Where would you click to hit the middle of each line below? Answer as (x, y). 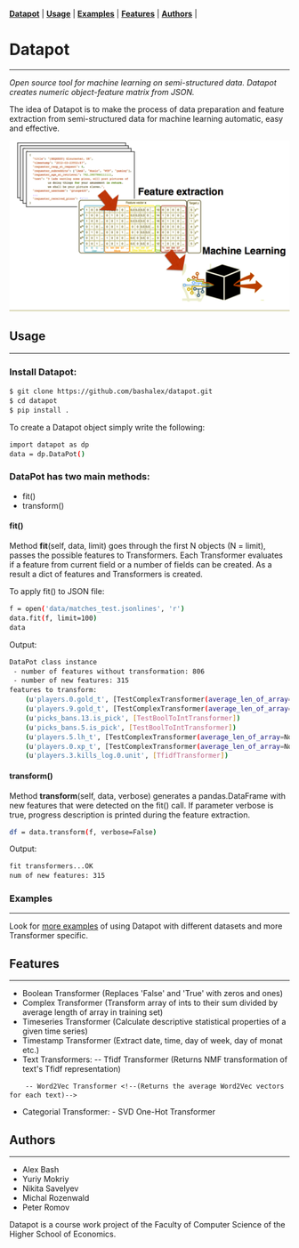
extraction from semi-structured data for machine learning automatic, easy (146, 118)
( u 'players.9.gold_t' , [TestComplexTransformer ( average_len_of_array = (159, 709)
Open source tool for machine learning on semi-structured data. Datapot (143, 82)
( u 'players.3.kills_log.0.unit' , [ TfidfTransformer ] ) (127, 756)
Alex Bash (40, 1170)
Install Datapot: (43, 372)
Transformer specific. (49, 936)
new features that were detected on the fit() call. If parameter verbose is (141, 805)
